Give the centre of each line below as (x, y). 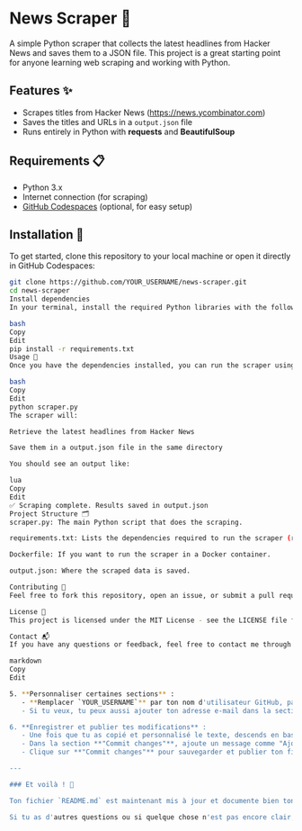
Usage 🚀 (24, 357)
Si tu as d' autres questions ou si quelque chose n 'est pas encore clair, (152, 817)
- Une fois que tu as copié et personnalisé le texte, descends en (150, 736)
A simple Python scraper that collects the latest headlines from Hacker (140, 43)
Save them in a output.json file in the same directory (116, 448)
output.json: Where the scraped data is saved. (100, 571)
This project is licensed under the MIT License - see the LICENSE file (148, 620)
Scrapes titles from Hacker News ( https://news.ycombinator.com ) (144, 113)
